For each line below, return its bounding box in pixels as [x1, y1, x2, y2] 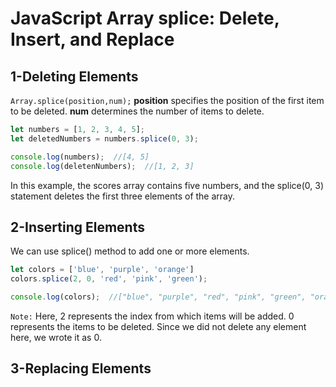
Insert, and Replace [10, 28, 175, 51]
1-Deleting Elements [10, 68, 139, 85]
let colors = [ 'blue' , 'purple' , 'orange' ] [10, 265, 195, 275]
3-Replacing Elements [10, 360, 152, 377]
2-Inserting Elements [10, 218, 145, 236]
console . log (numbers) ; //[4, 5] [10, 152, 150, 162]
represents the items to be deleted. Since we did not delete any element [10, 320, 307, 332]
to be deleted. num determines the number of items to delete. [10, 105, 265, 117]
